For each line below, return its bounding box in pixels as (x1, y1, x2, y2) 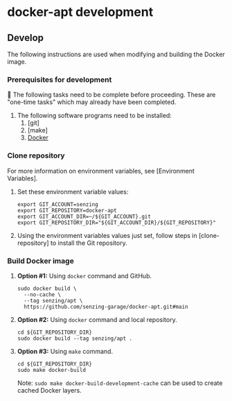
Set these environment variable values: (17, 187, 129, 196)
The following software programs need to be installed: (17, 112, 172, 120)
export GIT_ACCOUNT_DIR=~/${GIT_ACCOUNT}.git (17, 213, 151, 220)
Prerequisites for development (7, 74, 112, 84)
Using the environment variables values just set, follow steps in (17, 231, 197, 239)
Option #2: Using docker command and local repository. (17, 315, 178, 323)
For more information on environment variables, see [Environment (7, 167, 195, 175)
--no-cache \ (24, 291, 62, 298)
